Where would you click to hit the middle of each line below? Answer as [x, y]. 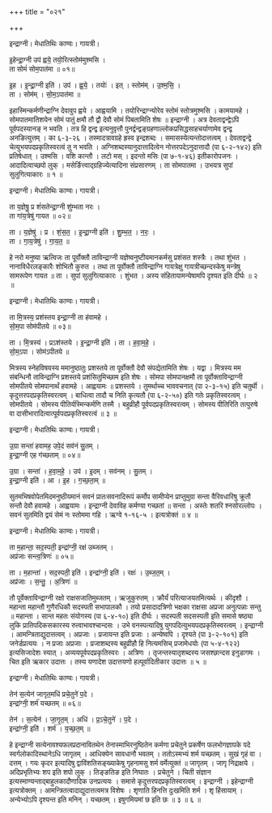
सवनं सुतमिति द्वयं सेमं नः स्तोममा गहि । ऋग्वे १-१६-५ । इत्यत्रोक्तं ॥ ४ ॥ [104, 515]
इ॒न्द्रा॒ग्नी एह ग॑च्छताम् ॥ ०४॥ [45, 455]
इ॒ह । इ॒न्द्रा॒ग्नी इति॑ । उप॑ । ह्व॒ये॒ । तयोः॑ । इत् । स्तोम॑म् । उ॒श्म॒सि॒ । [95, 85]
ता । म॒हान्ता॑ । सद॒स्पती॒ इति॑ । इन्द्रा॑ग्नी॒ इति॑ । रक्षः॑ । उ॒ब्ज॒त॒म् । [90, 572]
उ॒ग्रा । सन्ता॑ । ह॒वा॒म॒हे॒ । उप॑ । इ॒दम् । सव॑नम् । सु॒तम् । [81, 471]
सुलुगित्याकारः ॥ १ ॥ [36, 174]
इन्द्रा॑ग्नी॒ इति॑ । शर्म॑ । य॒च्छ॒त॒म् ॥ [50, 728]
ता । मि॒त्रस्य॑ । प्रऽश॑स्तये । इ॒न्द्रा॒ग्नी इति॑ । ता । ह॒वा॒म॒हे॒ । [83, 342]
